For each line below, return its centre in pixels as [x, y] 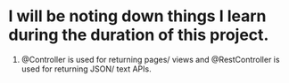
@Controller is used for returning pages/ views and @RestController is [150, 59]
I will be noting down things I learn [137, 16]
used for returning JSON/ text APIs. [87, 69]
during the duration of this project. [139, 35]
